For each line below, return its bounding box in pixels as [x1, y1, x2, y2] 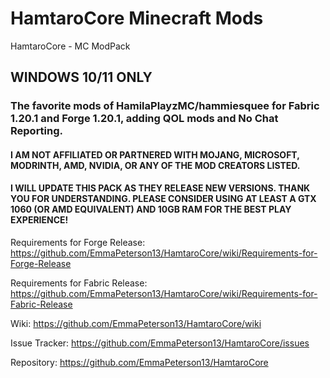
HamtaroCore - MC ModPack [10, 40, 131, 52]
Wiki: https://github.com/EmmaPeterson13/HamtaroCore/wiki [10, 318, 262, 330]
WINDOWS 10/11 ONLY [10, 69, 153, 86]
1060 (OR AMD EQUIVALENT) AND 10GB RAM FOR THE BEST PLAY [10, 203, 292, 216]
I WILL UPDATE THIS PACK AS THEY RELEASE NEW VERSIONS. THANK [10, 182, 311, 194]
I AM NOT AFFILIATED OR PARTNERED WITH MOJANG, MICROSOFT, [10, 148, 300, 161]
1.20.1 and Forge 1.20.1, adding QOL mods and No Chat [10, 112, 279, 126]
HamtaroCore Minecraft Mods [10, 7, 264, 30]
